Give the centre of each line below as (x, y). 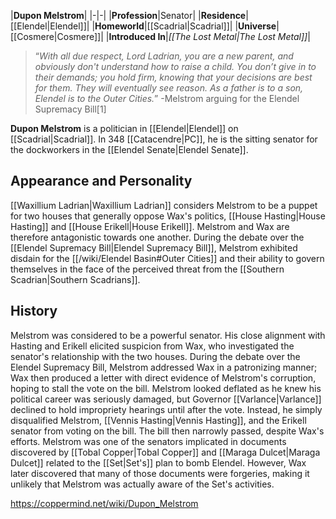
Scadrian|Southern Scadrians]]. (75, 279)
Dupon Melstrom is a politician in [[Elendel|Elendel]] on (124, 128)
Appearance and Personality (101, 181)
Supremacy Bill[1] (70, 109)
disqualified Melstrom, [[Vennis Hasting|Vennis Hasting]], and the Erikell (158, 420)
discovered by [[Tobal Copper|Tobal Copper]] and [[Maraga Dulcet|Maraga (165, 452)
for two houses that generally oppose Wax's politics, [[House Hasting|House (168, 216)
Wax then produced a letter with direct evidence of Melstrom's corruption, (163, 377)
